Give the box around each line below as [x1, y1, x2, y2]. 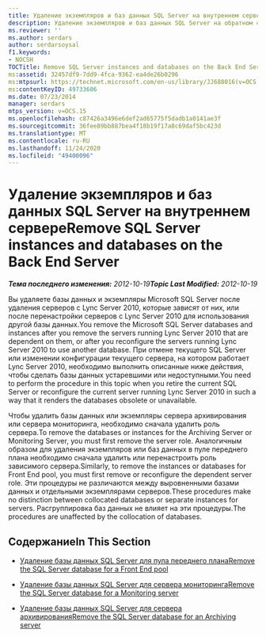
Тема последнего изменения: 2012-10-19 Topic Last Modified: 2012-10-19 [8, 279, 258, 289]
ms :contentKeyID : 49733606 [8, 85, 97, 93]
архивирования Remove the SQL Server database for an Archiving [19, 612, 237, 621]
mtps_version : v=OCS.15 [8, 108, 87, 116]
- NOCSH [8, 56, 34, 64]
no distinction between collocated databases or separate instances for [8, 495, 239, 505]
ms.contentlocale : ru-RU [8, 136, 90, 145]
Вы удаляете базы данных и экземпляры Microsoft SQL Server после [8, 295, 241, 304]
